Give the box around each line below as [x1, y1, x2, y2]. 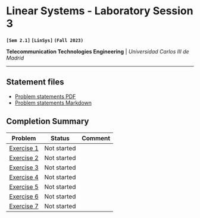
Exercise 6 [9, 192, 39, 200]
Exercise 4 [9, 173, 39, 181]
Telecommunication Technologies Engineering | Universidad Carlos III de [6, 48, 189, 55]
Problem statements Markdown [14, 99, 92, 106]
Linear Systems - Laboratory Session [6, 4, 193, 18]
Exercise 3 [9, 163, 39, 172]
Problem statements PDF [14, 93, 76, 100]
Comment [81, 134, 111, 142]
